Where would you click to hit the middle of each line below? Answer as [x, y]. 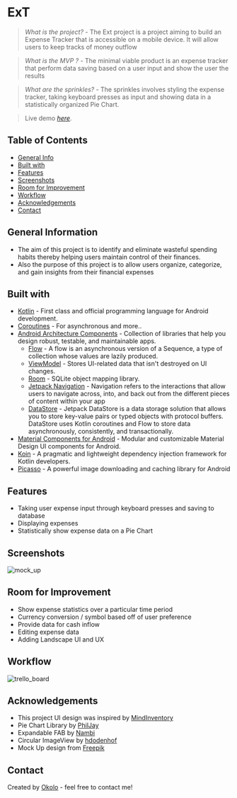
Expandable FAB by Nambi [56, 733]
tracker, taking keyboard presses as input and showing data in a [118, 97]
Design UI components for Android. [69, 446]
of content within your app [67, 401]
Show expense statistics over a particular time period [95, 609]
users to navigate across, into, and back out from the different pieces [129, 394]
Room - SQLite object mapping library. [84, 378]
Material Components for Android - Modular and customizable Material [121, 439]
